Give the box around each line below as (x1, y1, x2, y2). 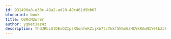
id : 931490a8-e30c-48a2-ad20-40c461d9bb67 (5, 7, 97, 13)
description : (5, 26, 33, 31)
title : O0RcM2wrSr (5, 17, 44, 22)
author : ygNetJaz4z (5, 21, 47, 27)
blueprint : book (5, 12, 40, 17)
